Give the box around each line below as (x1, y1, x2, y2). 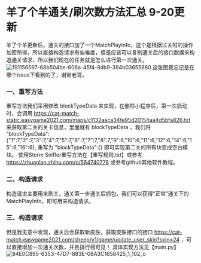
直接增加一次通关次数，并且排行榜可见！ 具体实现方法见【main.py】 (11, 243, 179, 250)
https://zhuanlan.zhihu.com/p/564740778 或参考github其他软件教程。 (6, 159, 178, 166)
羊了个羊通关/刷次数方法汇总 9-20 (6, 5, 175, 19)
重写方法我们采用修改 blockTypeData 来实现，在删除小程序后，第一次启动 (6, 102, 188, 109)
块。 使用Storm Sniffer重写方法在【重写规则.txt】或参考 (6, 151, 143, 158)
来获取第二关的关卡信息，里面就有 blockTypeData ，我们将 (6, 124, 151, 131)
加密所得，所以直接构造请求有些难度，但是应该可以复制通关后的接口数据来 (6, 48, 190, 56)
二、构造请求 (6, 175, 44, 184)
